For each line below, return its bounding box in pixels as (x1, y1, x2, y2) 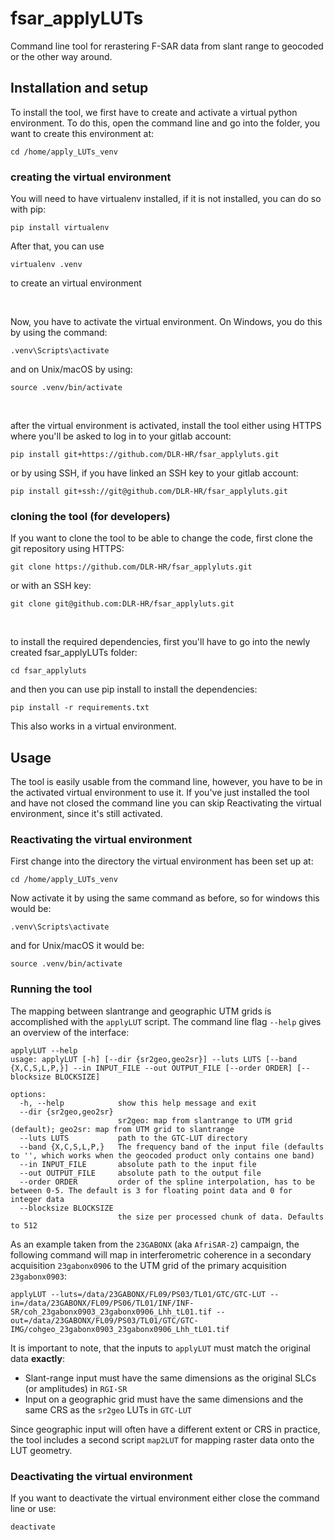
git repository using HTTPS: (10, 543, 125, 555)
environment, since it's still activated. (10, 808, 163, 820)
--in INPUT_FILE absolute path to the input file (19, 1159, 257, 1169)
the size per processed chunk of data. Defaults (117, 1212, 325, 1222)
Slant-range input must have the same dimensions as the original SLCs (24, 1372, 317, 1384)
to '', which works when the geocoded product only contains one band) (10, 1150, 315, 1161)
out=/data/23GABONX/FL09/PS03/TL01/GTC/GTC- (10, 1315, 199, 1326)
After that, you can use (10, 240, 105, 252)
